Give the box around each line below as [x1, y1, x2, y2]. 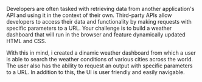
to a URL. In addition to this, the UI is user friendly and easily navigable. [6, 69, 185, 75]
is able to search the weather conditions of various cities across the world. [6, 56, 193, 63]
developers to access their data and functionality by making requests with [6, 18, 192, 25]
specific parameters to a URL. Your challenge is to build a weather [6, 24, 172, 32]
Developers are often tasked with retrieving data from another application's [6, 5, 195, 12]
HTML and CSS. [6, 38, 47, 44]
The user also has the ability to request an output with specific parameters [6, 62, 193, 69]
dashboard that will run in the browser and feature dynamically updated [6, 31, 186, 38]
